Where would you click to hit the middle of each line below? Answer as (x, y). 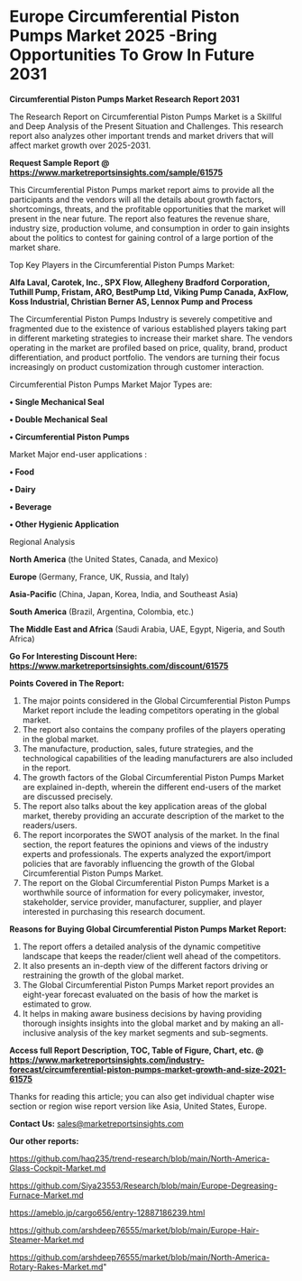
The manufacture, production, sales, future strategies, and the (138, 748)
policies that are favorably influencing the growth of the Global (138, 863)
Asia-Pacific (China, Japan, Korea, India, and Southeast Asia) (124, 594)
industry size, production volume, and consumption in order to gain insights (150, 228)
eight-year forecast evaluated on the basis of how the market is (140, 994)
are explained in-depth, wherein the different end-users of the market (151, 787)
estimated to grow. (57, 1004)
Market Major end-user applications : (78, 454)
